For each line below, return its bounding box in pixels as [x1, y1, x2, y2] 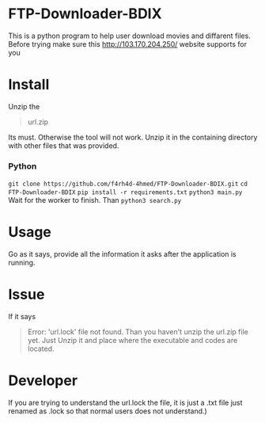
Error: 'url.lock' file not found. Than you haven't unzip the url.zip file [27, 327, 249, 337]
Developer [8, 372, 78, 390]
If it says [8, 312, 36, 322]
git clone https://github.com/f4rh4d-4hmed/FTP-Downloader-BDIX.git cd [8, 180, 248, 189]
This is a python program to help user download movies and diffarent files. [8, 31, 251, 40]
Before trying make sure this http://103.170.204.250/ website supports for [8, 39, 248, 48]
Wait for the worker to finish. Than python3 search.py [8, 196, 182, 205]
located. [27, 344, 55, 353]
